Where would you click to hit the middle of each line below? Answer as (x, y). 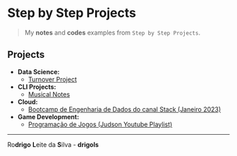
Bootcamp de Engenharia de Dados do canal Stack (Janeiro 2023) (124, 109)
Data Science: (38, 71)
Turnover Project (53, 79)
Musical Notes (49, 94)
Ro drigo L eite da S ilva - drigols (53, 144)
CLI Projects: (37, 87)
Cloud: (28, 102)
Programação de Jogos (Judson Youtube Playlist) (100, 124)
